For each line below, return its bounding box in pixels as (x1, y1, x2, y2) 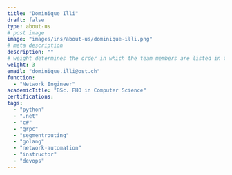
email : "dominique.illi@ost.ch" (7, 68, 100, 74)
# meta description (7, 42, 64, 49)
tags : (7, 100, 23, 107)
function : (7, 74, 36, 81)
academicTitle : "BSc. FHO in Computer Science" (7, 87, 147, 94)
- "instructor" (13, 151, 57, 158)
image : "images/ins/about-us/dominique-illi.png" (7, 36, 153, 43)
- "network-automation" (13, 145, 81, 152)
